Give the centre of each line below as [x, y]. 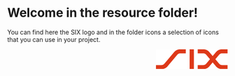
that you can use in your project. [54, 39]
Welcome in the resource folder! [102, 13]
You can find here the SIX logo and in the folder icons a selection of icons [113, 32]
